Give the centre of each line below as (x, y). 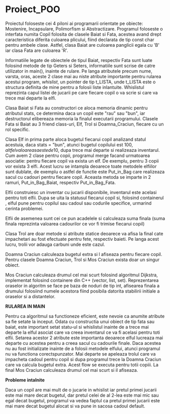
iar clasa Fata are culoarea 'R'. (37, 50)
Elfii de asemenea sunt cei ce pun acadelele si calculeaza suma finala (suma (85, 218)
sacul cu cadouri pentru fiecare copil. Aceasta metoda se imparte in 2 (78, 177)
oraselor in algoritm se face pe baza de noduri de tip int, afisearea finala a (82, 285)
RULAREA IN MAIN (25, 306)
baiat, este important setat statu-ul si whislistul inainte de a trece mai (77, 327)
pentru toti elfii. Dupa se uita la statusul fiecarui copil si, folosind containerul (84, 198)
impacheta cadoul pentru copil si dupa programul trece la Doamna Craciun (83, 359)
